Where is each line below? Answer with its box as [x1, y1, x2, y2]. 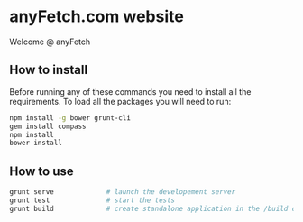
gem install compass [9, 122, 87, 131]
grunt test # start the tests [9, 196, 176, 205]
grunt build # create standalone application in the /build [9, 204, 289, 213]
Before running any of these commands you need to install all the [9, 86, 252, 97]
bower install [9, 138, 63, 148]
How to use [9, 163, 74, 179]
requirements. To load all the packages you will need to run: [9, 96, 232, 106]
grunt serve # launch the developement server [9, 188, 236, 197]
